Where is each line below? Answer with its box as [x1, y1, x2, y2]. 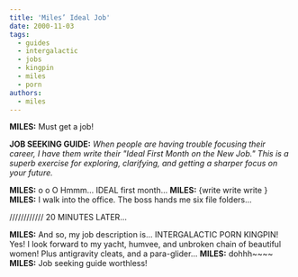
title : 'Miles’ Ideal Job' [9, 13, 111, 22]
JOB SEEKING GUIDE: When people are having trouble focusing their [9, 138, 266, 149]
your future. [9, 167, 54, 178]
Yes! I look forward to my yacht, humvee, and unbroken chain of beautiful [9, 239, 282, 250]
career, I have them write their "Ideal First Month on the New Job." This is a [9, 148, 290, 159]
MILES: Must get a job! [9, 121, 95, 132]
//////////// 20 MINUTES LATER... [9, 212, 128, 223]
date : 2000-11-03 [9, 22, 75, 31]
